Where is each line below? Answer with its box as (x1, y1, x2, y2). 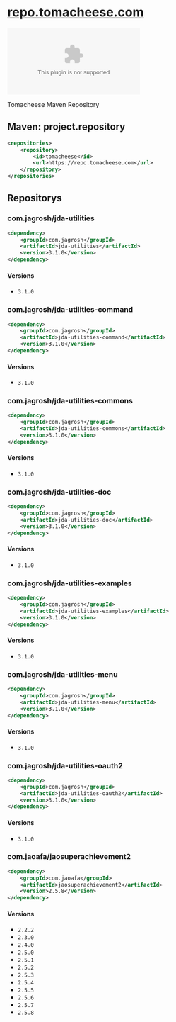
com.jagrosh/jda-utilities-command (7, 305, 134, 315)
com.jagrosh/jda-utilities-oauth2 (7, 760, 124, 770)
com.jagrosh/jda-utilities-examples (7, 578, 132, 588)
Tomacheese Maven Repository (7, 100, 100, 108)
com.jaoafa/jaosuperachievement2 (7, 852, 131, 862)
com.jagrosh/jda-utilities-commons (7, 396, 133, 406)
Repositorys (7, 192, 62, 204)
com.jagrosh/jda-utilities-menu (7, 669, 118, 679)
